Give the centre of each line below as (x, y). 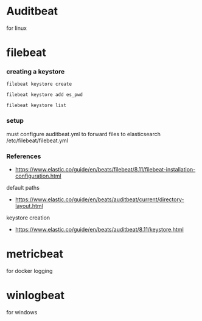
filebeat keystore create (39, 84)
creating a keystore (36, 72)
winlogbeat (36, 295)
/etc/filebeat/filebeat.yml (37, 140)
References (24, 156)
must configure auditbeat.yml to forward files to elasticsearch (84, 134)
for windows (22, 312)
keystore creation (28, 218)
